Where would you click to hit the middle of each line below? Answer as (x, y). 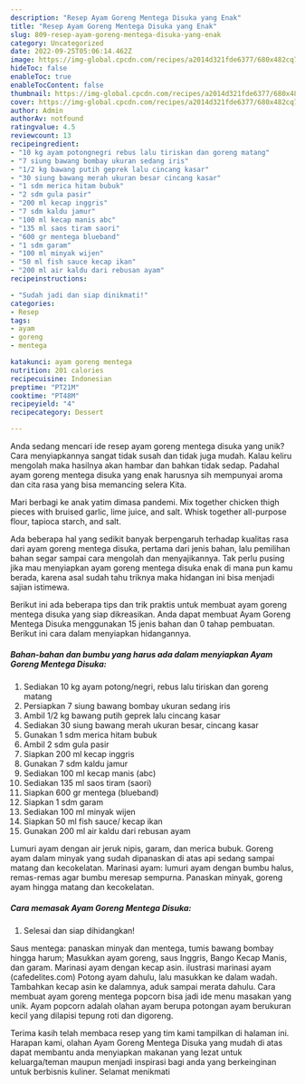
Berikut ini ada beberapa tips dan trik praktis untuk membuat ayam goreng (149, 604)
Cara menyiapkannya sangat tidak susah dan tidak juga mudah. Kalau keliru (151, 456)
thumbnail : (31, 93)
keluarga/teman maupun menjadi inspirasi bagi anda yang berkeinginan (143, 1061)
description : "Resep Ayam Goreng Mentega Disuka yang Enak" (126, 18)
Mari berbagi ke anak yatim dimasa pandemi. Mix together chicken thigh (145, 502)
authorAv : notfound (47, 119)
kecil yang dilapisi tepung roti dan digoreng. (92, 1015)
